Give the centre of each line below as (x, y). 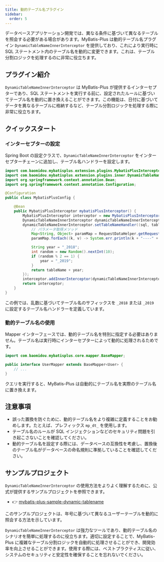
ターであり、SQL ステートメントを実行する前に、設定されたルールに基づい (80, 93)
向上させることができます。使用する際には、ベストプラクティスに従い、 (86, 549)
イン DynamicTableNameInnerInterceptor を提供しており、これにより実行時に (82, 45)
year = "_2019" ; (56, 261)
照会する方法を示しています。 (35, 520)
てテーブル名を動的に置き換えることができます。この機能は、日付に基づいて (82, 100)
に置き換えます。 (22, 390)
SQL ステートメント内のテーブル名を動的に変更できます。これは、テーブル (80, 51)
